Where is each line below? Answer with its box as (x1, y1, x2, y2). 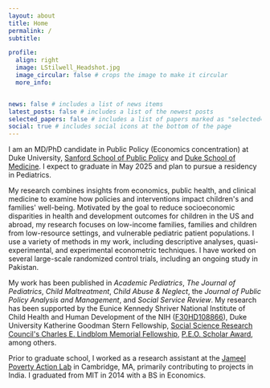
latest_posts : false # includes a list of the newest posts (8, 108, 215, 116)
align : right (15, 56, 59, 64)
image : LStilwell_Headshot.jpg (15, 63, 121, 72)
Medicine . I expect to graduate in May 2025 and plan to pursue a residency (8, 161, 257, 171)
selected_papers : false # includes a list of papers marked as (8, 115, 225, 123)
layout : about (8, 11, 56, 20)
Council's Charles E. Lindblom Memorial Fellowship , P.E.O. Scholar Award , (8, 329, 253, 339)
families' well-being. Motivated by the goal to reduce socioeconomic (8, 202, 235, 213)
